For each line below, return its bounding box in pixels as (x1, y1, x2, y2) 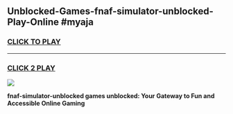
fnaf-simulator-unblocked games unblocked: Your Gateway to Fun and (7, 91, 215, 99)
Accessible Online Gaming (7, 99, 85, 107)
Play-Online (7, 17, 59, 28)
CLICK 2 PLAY (7, 63, 55, 73)
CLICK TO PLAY (7, 37, 61, 47)
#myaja (60, 17, 94, 28)
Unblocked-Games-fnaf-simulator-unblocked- (7, 6, 214, 17)
